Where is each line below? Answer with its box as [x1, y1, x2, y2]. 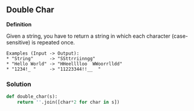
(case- [171, 32, 189, 40]
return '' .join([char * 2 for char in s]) [17, 99, 120, 105]
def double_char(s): [6, 94, 58, 100]
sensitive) [6, 38, 31, 46]
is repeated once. [31, 38, 75, 46]
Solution [6, 80, 32, 88]
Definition [6, 20, 32, 28]
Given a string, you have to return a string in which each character [6, 32, 171, 40]
